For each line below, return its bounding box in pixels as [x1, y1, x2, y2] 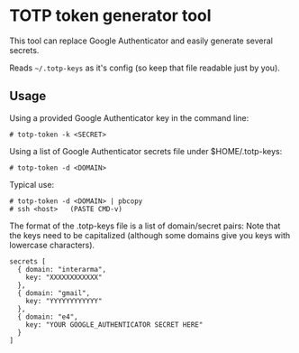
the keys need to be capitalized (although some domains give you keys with [9, 229, 291, 240]
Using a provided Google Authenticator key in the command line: [9, 112, 249, 123]
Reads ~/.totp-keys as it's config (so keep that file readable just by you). [9, 62, 281, 73]
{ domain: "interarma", [17, 265, 106, 274]
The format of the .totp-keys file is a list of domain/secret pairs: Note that [9, 220, 281, 231]
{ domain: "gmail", [17, 288, 91, 298]
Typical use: [9, 179, 55, 190]
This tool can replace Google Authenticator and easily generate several [9, 35, 273, 46]
